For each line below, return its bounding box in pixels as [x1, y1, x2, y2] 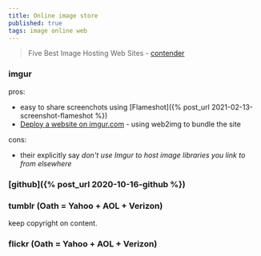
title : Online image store [8, 11, 98, 20]
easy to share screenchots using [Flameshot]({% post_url [19, 102, 210, 112]
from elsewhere [19, 158, 72, 168]
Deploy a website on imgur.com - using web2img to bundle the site [19, 119, 242, 129]
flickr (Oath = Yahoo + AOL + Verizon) [8, 238, 158, 249]
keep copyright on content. [8, 218, 98, 228]
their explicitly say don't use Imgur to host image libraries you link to [19, 150, 246, 160]
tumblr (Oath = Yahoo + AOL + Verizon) [8, 200, 163, 211]
